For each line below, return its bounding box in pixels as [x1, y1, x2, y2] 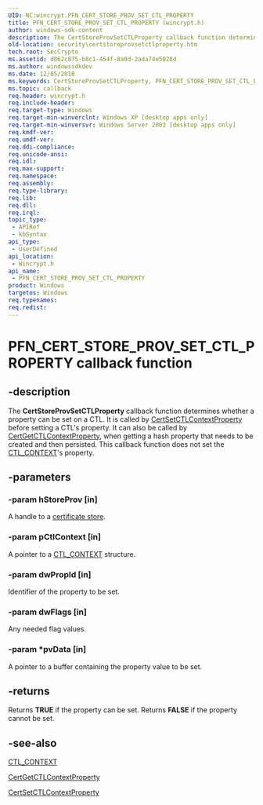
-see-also [8, 736, 57, 750]
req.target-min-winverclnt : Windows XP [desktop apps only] [8, 114, 209, 122]
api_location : [8, 252, 55, 260]
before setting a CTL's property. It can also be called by [8, 423, 188, 432]
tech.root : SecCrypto [8, 48, 79, 56]
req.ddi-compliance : [8, 143, 76, 151]
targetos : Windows [8, 289, 68, 297]
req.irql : [8, 209, 41, 217]
